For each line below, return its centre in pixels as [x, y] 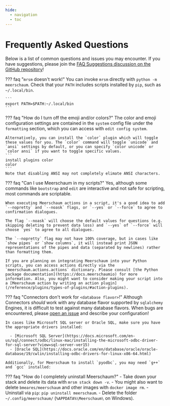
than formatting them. [29, 252]
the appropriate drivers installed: [44, 327]
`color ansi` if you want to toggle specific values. [64, 151]
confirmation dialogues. [32, 212]
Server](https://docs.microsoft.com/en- [92, 336]
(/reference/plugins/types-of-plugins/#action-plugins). [67, 288]
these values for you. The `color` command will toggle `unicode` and [82, 142]
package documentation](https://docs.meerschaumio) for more [72, 274]
